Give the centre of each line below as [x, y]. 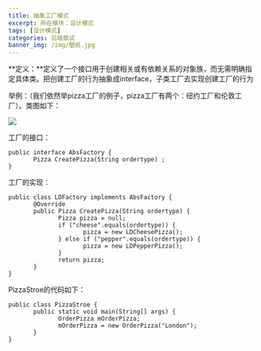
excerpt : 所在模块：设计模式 [51, 23]
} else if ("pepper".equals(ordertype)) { [130, 240]
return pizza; [82, 260]
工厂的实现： [29, 182]
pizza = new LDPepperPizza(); [133, 246]
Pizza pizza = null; [92, 218]
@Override [49, 205]
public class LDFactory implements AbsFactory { [90, 197]
